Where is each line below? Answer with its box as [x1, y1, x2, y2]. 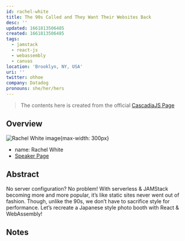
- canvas [11, 58, 33, 64]
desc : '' [6, 19, 28, 25]
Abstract [6, 170, 39, 180]
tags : [6, 36, 19, 42]
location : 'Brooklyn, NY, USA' [6, 63, 83, 70]
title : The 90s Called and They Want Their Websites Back [6, 14, 151, 20]
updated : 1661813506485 [6, 25, 65, 31]
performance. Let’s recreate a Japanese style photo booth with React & [6, 204, 180, 211]
